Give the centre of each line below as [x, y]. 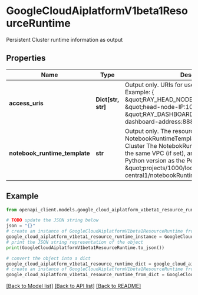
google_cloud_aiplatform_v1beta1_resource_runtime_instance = [84, 237]
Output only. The [148, 131]
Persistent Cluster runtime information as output [65, 39]
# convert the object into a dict [49, 258]
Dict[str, [108, 100]
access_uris [27, 103]
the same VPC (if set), [155, 153]
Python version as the [155, 160]
